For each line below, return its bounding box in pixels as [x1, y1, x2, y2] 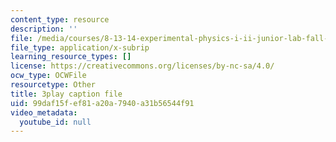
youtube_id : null [19, 117, 92, 127]
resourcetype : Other [10, 80, 97, 90]
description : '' [10, 24, 78, 34]
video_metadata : [10, 107, 78, 118]
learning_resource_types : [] [10, 52, 132, 62]
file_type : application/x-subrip [10, 42, 150, 53]
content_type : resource [10, 14, 110, 25]
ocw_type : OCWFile [10, 71, 87, 81]
